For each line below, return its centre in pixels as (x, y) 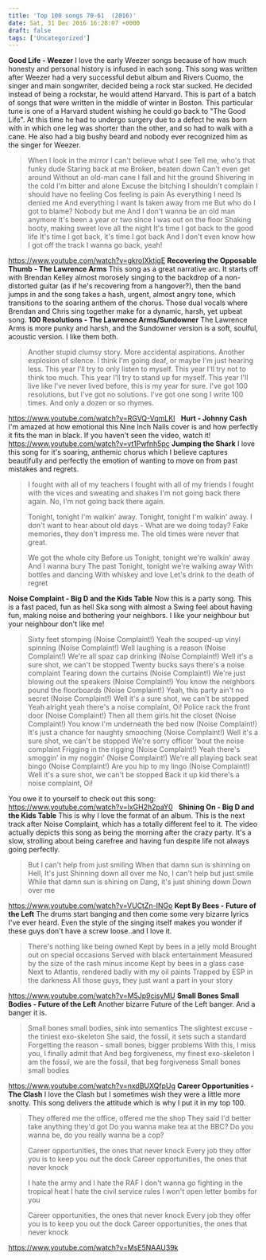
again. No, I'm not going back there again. (96, 502)
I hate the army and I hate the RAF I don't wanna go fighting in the (135, 1183)
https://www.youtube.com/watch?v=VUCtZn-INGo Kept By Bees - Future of (132, 906)
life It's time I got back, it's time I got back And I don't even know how (141, 237)
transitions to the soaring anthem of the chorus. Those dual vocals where (128, 303)
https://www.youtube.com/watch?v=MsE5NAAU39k (93, 1248)
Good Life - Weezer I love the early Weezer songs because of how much (127, 61)
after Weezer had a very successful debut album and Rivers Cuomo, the (126, 77)
